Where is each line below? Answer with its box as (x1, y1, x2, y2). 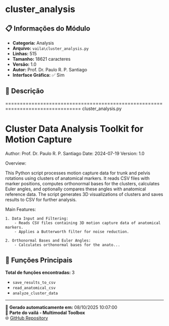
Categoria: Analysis (12, 40, 54, 46)
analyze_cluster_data (12, 290, 58, 296)
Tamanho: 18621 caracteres (12, 56, 71, 62)
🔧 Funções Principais (5, 256, 73, 265)
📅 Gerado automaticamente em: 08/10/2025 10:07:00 (5, 304, 117, 310)
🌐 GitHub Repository (5, 315, 48, 321)
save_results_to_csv (12, 280, 56, 285)
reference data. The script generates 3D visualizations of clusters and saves (5, 191, 163, 197)
